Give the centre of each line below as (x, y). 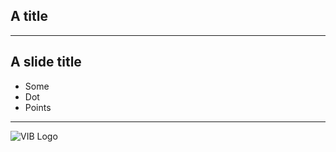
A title (29, 16)
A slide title (46, 62)
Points (38, 107)
